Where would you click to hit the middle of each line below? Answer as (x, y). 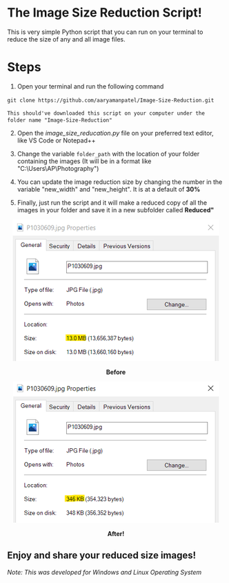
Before (116, 372)
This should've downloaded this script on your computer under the (106, 113)
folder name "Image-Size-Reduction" (60, 120)
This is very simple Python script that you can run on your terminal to (105, 32)
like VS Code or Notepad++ (56, 140)
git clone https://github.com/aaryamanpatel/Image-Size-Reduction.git (111, 100)
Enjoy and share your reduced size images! (102, 556)
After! (116, 533)
